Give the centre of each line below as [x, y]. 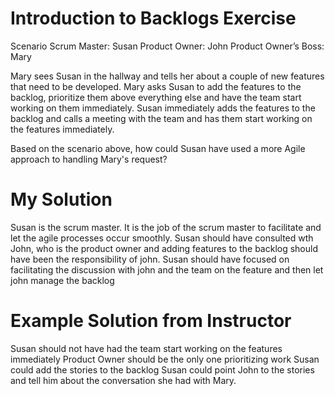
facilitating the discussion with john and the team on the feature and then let [167, 269]
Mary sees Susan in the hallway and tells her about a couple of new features [167, 76]
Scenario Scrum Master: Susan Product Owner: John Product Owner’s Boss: [167, 46]
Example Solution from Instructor [151, 321]
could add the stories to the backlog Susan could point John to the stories [162, 369]
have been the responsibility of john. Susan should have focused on [150, 259]
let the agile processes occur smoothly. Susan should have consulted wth [162, 238]
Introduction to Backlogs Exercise [153, 18]
